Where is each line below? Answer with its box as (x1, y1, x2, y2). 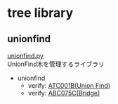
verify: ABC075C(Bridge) (27, 89, 100, 97)
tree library (7, 5, 74, 21)
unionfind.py (7, 51, 44, 60)
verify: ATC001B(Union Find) (27, 82, 111, 89)
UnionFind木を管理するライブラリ (7, 60, 105, 68)
